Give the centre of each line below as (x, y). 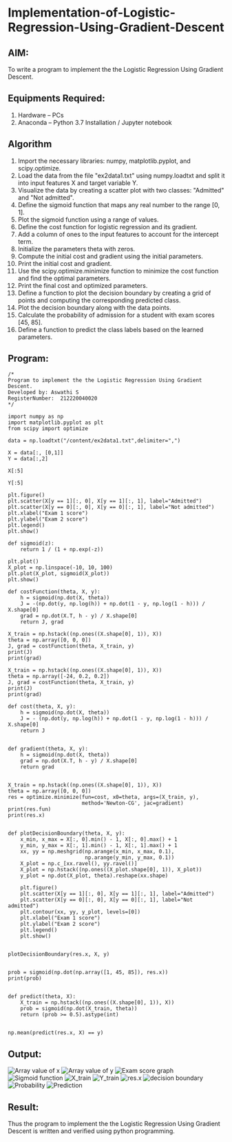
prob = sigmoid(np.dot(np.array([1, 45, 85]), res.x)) (88, 972)
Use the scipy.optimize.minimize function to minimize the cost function (118, 271)
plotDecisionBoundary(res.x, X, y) (59, 954)
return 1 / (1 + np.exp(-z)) (62, 550)
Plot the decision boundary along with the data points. (94, 307)
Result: (23, 1107)
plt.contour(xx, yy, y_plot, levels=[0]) (80, 912)
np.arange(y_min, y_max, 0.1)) (129, 858)
